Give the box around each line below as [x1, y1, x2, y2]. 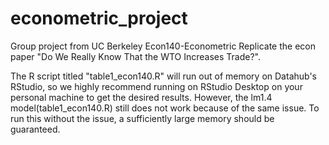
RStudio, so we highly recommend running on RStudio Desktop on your [10, 80, 303, 92]
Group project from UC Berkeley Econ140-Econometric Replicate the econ [10, 40, 316, 52]
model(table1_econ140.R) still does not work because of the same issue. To [10, 102, 320, 114]
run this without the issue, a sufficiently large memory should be [10, 112, 275, 124]
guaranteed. [10, 123, 61, 135]
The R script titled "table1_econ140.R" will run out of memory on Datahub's [10, 70, 317, 82]
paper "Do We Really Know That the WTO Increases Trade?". [10, 50, 261, 62]
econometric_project [10, 7, 188, 30]
